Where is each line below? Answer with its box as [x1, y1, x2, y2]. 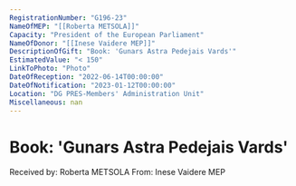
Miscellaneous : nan [9, 97, 83, 107]
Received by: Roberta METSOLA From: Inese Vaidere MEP [9, 167, 226, 178]
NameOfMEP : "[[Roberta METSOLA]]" [9, 22, 140, 31]
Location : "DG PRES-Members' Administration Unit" [9, 89, 205, 98]
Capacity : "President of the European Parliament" [9, 30, 205, 39]
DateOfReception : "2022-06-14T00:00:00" [9, 73, 165, 82]
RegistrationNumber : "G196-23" [9, 13, 128, 23]
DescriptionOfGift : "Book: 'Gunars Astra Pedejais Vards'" [9, 47, 237, 56]
